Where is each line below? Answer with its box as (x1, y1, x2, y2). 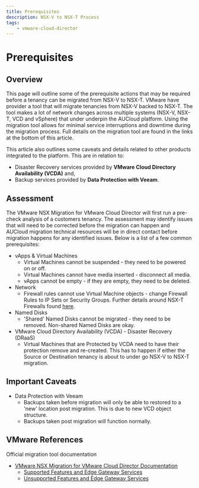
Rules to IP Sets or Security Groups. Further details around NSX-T (23, 296, 184, 303)
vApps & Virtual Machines (14, 252, 78, 259)
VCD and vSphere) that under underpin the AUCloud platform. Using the (12, 115, 188, 122)
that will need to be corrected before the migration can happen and (6, 222, 171, 229)
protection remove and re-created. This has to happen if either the (23, 347, 185, 354)
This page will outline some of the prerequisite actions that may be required (6, 90, 191, 97)
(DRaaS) (14, 334, 36, 341)
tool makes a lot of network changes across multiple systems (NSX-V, (6, 109, 176, 116)
